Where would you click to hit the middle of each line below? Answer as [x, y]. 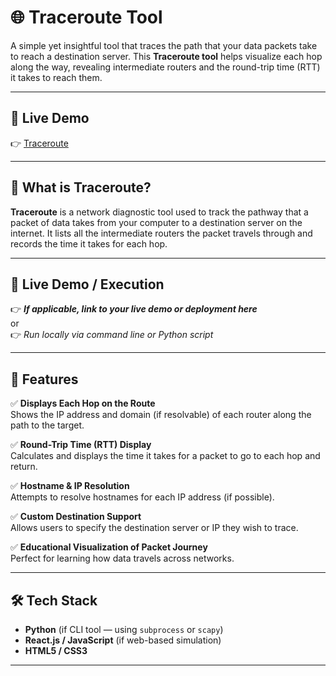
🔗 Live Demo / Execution [87, 284]
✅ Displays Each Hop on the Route [83, 403]
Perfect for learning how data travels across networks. [122, 558]
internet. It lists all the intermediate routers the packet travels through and [161, 233]
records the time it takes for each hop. [89, 243]
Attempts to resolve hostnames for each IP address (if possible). [142, 497]
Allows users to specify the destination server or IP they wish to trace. [154, 528]
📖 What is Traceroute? [81, 187]
